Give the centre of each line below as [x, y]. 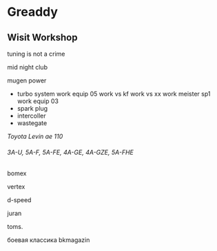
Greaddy [33, 12]
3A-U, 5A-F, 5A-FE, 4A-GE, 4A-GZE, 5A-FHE [71, 152]
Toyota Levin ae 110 [35, 136]
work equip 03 [38, 101]
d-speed [19, 200]
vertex [16, 187]
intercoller [31, 116]
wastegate [32, 123]
